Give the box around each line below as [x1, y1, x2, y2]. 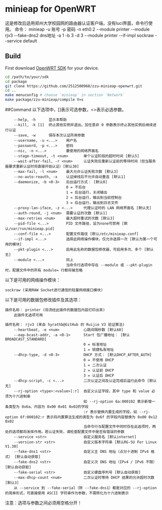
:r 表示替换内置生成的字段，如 [83, 409, 137, 414]
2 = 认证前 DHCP [83, 368, 114, 373]
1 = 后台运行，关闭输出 [66, 190, 108, 195]
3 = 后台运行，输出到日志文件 [66, 200, 118, 205]
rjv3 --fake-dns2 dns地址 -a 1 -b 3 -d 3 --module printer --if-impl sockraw [5, 32, 154, 38]
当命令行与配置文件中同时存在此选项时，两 [83, 424, 156, 429]
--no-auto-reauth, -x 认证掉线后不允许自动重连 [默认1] [14, 174, 126, 179]
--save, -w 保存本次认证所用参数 [14, 133, 85, 138]
